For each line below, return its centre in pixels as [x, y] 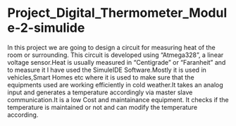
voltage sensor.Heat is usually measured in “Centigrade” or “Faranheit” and [117, 62]
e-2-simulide [46, 28]
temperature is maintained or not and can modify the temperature [103, 107]
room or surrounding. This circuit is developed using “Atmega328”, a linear [116, 55]
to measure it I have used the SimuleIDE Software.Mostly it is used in [107, 70]
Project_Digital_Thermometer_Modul [117, 13]
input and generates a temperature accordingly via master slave [100, 92]
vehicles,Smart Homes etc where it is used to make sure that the [101, 77]
